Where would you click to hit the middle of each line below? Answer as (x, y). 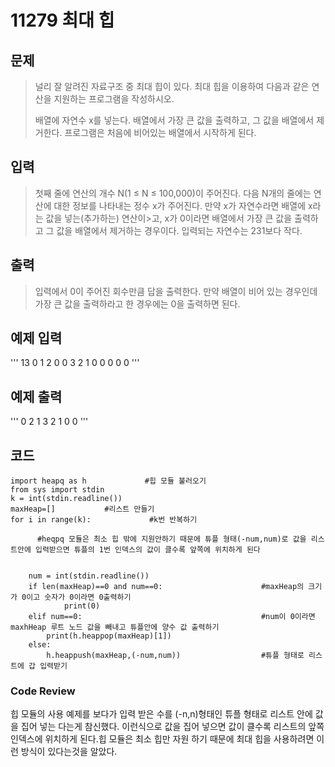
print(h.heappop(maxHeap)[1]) (109, 636)
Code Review (43, 691)
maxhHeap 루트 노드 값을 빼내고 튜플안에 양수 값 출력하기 (115, 627)
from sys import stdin (57, 490)
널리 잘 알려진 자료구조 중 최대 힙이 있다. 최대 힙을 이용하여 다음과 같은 (172, 86)
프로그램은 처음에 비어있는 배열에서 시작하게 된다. (160, 132)
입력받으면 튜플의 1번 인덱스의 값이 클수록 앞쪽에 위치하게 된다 (147, 550)
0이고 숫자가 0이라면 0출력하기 (76, 597)
